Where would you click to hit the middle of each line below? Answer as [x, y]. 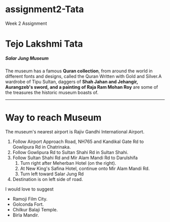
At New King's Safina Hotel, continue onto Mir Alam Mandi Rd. [85, 169]
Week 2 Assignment [26, 23]
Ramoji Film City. [30, 199]
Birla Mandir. [26, 215]
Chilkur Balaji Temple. [35, 210]
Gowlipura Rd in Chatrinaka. [41, 147]
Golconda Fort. [28, 204]
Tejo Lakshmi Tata [44, 44]
